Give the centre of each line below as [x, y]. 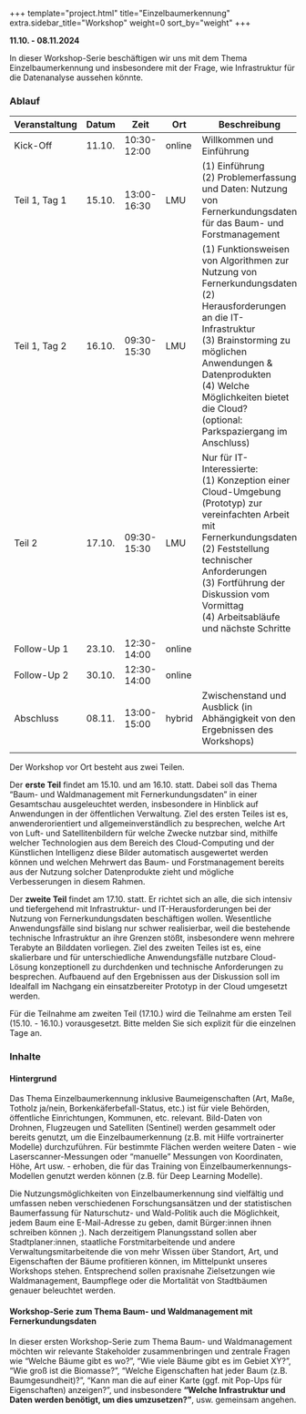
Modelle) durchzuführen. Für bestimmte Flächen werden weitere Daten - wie [153, 1147]
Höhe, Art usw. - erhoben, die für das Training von [104, 1166]
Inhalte [25, 1057]
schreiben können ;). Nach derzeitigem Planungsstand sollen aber [133, 1233]
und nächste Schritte [246, 629]
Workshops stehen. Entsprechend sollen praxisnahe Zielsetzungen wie [143, 1271]
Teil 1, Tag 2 [41, 346]
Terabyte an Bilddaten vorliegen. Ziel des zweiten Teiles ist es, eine [135, 948]
